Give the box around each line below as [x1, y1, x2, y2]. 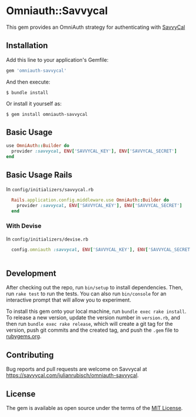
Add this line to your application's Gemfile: [6, 56, 109, 63]
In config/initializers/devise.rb [6, 235, 89, 242]
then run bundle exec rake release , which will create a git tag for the [6, 321, 173, 328]
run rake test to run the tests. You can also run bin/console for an [6, 290, 167, 298]
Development [6, 268, 57, 278]
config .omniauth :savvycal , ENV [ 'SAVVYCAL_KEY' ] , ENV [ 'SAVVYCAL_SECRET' [11, 246, 193, 252]
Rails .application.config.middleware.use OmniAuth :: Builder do [11, 197, 169, 203]
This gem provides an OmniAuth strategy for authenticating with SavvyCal [6, 24, 185, 31]
